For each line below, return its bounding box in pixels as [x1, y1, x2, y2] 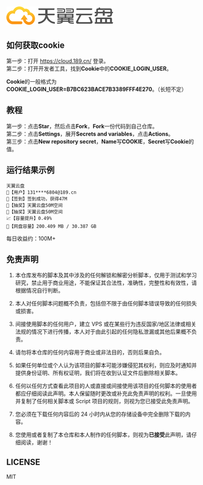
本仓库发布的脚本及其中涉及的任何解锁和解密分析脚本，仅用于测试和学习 [15, 272, 197, 279]
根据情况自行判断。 [15, 287, 64, 294]
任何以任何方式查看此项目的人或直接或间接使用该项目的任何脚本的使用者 [15, 382, 197, 390]
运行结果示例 [6, 165, 55, 175]
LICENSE [6, 457, 41, 467]
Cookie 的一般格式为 [6, 78, 57, 85]
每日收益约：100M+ [6, 235, 56, 242]
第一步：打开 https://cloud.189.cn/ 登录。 [6, 57, 109, 64]
